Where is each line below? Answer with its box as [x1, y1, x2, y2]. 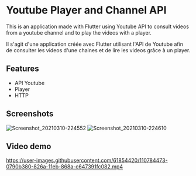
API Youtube [14, 79, 45, 86]
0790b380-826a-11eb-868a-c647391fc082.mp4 [6, 163, 123, 170]
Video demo [6, 141, 51, 151]
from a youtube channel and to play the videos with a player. [6, 29, 152, 36]
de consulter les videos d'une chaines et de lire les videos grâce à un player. [6, 46, 191, 53]
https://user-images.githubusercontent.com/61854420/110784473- [6, 157, 168, 164]
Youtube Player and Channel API [6, 4, 167, 17]
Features [6, 64, 39, 74]
